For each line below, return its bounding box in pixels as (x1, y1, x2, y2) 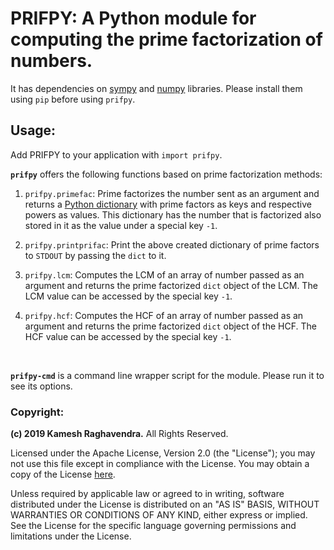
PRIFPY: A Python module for (10, 7, 257, 30)
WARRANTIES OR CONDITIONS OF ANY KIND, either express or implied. (10, 509, 308, 521)
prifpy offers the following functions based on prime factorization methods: (10, 168, 323, 180)
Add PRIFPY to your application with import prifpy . (10, 148, 223, 161)
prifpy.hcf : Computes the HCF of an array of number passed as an (24, 309, 304, 321)
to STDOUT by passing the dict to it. (24, 249, 167, 261)
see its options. (10, 380, 73, 392)
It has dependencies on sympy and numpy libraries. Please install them (10, 82, 303, 94)
